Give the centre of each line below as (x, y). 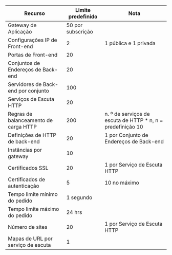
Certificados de (26, 179)
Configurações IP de (33, 40)
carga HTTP (22, 127)
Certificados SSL (28, 168)
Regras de (20, 114)
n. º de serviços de (127, 114)
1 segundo (79, 197)
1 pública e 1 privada (130, 43)
